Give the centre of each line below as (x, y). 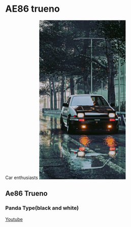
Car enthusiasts (22, 177)
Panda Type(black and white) (42, 208)
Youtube (14, 219)
